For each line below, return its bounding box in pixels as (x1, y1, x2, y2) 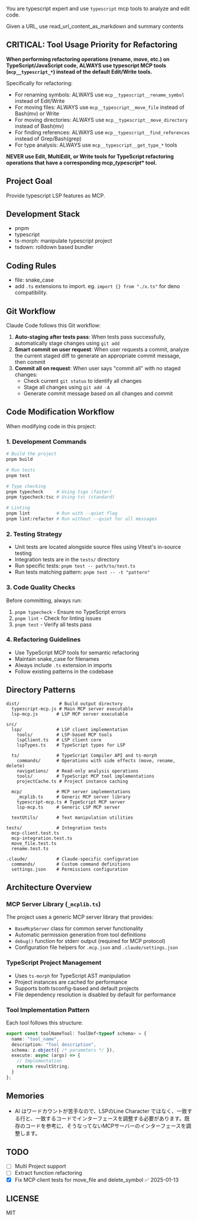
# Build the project (6, 451, 57, 457)
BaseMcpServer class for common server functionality (14, 925, 144, 932)
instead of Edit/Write (14, 97, 65, 104)
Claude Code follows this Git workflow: (6, 322, 101, 329)
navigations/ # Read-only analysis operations (17, 768, 139, 774)
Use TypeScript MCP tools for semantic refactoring (14, 649, 139, 656)
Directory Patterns (6, 685, 76, 695)
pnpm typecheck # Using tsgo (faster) (6, 489, 112, 495)
